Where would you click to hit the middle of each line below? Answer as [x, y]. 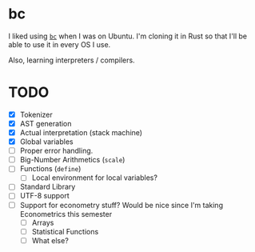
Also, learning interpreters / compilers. [72, 60]
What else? [50, 240]
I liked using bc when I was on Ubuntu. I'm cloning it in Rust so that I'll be [128, 36]
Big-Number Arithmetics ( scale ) [72, 160]
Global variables [46, 142]
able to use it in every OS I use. [60, 44]
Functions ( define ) [50, 169]
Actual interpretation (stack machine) [81, 132]
